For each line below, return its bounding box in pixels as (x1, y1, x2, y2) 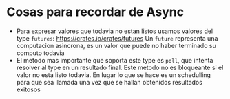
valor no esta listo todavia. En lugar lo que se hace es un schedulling (16, 70, 211, 79)
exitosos (16, 85, 41, 93)
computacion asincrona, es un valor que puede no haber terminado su (16, 41, 216, 49)
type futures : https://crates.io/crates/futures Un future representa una (16, 34, 218, 42)
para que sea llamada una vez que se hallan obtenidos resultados (16, 78, 202, 86)
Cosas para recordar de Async (6, 4, 184, 20)
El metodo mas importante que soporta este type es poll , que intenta (16, 56, 213, 64)
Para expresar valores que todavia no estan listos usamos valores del (16, 27, 213, 35)
